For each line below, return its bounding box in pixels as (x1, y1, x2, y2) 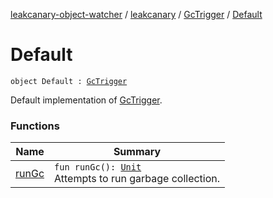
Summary (113, 145, 162, 159)
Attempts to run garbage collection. (54, 172, 221, 186)
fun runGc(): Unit (54, 162, 142, 173)
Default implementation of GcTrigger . (10, 94, 163, 106)
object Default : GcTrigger (10, 76, 128, 86)
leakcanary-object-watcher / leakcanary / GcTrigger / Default (10, 9, 263, 20)
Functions (10, 119, 60, 133)
